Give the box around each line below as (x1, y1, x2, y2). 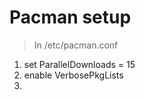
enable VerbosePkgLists (23, 69, 124, 81)
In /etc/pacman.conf (33, 39, 119, 51)
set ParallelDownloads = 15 (23, 58, 136, 70)
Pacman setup (9, 6, 132, 29)
